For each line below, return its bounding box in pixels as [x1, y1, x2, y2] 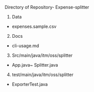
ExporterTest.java [11, 82, 48, 87]
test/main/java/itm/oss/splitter [11, 72, 74, 78]
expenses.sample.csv [11, 23, 57, 29]
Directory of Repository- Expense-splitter [4, 4, 90, 10]
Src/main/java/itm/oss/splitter [11, 52, 73, 58]
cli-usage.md [11, 43, 39, 49]
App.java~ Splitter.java [11, 62, 58, 68]
